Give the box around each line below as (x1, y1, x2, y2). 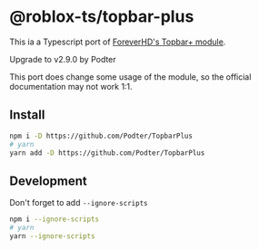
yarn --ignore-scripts (9, 231, 95, 241)
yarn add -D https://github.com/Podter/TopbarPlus (9, 148, 205, 158)
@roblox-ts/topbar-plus (9, 6, 194, 27)
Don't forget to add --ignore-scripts (9, 197, 148, 208)
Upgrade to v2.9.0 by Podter (9, 53, 116, 64)
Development (9, 173, 88, 188)
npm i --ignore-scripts (9, 215, 100, 224)
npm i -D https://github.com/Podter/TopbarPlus (9, 131, 194, 140)
